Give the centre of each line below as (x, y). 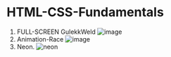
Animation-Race (40, 39)
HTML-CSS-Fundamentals (85, 12)
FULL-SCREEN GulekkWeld (56, 32)
